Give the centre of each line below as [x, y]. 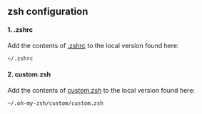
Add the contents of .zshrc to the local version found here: [94, 45]
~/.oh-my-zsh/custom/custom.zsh [55, 103]
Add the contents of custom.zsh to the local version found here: [101, 90]
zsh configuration [48, 12]
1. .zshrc [20, 29]
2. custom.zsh [29, 74]
